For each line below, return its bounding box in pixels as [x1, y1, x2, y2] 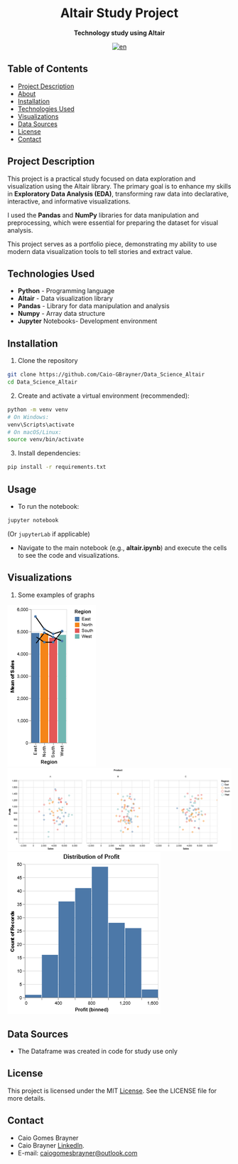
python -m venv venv [7, 406, 69, 413]
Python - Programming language [17, 287, 115, 295]
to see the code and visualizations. [17, 551, 120, 559]
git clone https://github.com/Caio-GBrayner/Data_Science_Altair [7, 371, 205, 379]
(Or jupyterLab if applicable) [7, 529, 90, 538]
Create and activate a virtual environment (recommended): [17, 391, 190, 400]
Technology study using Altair [73, 28, 166, 37]
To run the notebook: [17, 502, 80, 510]
